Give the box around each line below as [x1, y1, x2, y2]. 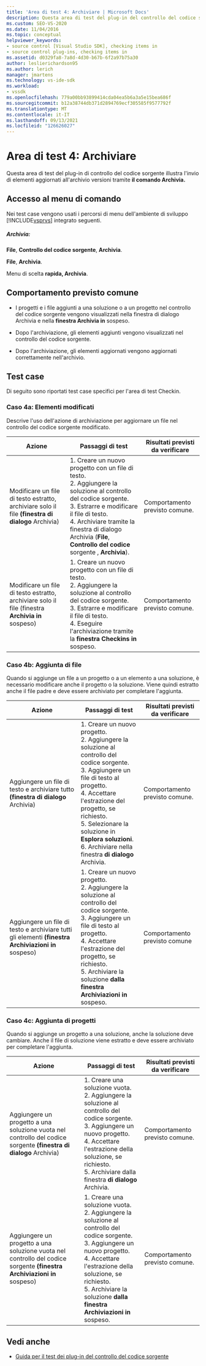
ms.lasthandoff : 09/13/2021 [6, 117, 78, 123]
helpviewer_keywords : [6, 37, 62, 44]
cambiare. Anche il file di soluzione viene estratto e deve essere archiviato [6, 1037, 194, 1044]
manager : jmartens [6, 72, 53, 78]
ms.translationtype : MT [6, 105, 67, 112]
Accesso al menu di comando [6, 194, 121, 204]
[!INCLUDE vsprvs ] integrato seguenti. [6, 216, 102, 224]
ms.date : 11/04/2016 [6, 26, 59, 32]
